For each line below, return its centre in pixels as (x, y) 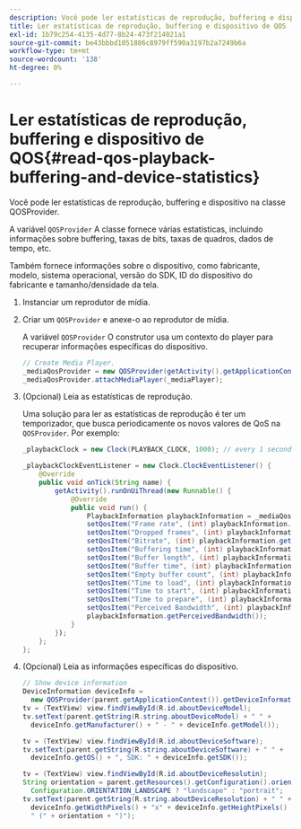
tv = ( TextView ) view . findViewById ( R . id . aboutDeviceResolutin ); (145, 774)
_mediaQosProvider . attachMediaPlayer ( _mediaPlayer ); (123, 379)
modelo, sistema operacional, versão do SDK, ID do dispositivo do (131, 275)
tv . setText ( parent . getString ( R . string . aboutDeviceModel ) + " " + (146, 716)
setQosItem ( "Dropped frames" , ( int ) (155, 533)
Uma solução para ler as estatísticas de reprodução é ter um (134, 414)
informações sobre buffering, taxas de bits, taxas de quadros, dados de (142, 238)
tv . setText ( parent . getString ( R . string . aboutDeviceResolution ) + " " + (157, 799)
